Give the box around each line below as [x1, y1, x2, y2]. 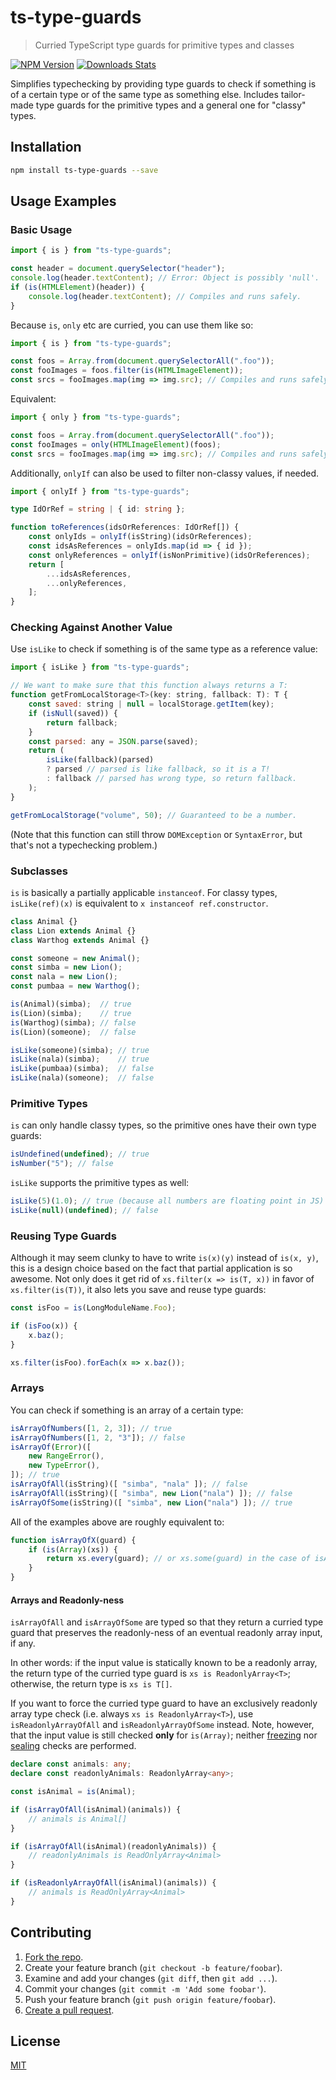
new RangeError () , [28, 1451, 105, 1461]
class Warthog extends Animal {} [10, 935, 150, 945]
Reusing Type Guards [10, 1229, 117, 1243]
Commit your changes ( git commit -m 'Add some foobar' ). [24, 1982, 267, 1995]
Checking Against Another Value [10, 621, 173, 635]
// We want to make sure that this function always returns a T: [10, 681, 288, 691]
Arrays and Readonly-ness [10, 1594, 125, 1606]
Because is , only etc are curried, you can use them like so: [10, 319, 254, 331]
